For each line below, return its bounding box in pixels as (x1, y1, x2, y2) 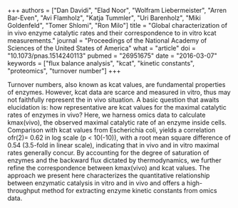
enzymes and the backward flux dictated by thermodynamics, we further (7, 156, 222, 165)
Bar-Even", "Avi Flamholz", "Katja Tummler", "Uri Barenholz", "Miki (7, 14, 201, 22)
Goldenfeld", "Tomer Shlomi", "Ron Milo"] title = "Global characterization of (7, 21, 228, 29)
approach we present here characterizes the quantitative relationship (7, 171, 210, 180)
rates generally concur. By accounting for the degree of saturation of (7, 149, 209, 157)
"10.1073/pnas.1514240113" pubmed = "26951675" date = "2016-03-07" (7, 51, 217, 60)
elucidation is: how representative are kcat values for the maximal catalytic (7, 103, 227, 111)
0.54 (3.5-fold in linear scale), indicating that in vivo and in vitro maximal (7, 141, 219, 149)
